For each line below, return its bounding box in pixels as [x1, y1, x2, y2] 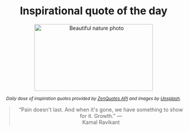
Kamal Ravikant [82, 119, 120, 126]
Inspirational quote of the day [20, 4, 168, 18]
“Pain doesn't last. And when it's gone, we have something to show [18, 106, 184, 113]
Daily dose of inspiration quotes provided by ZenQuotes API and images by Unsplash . [6, 95, 181, 101]
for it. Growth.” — [79, 112, 123, 119]
